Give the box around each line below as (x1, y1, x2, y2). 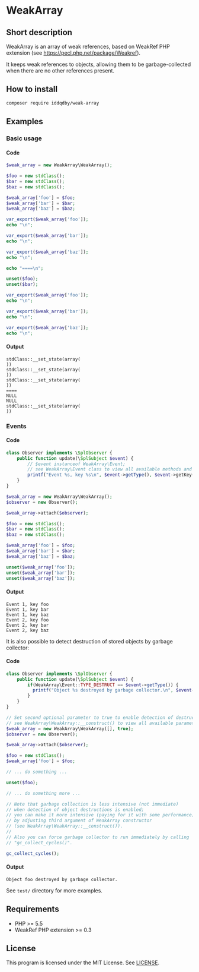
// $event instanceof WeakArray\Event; (27, 461, 126, 467)
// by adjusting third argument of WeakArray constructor (6, 818, 152, 823)
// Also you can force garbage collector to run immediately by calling (6, 834, 190, 840)
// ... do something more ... (6, 790, 81, 796)
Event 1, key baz (6, 611, 49, 618)
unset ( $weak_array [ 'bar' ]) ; (6, 570, 76, 576)
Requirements (6, 904, 59, 914)
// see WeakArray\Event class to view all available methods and (27, 466, 192, 472)
